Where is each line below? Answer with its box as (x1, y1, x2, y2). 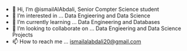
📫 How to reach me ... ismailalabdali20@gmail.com (12, 38, 141, 45)
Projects (12, 31, 33, 38)
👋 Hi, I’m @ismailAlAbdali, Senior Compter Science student (12, 6, 160, 13)
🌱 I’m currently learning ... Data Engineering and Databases (12, 19, 160, 25)
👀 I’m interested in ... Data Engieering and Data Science (12, 12, 151, 19)
